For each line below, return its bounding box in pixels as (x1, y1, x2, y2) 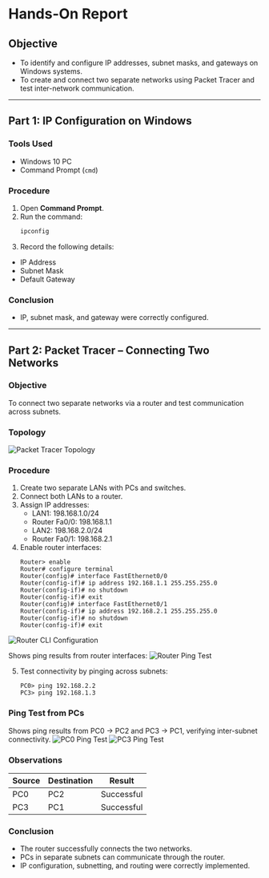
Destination (47, 775, 94, 787)
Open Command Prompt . (19, 203, 104, 212)
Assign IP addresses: (19, 500, 90, 510)
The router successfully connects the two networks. (19, 844, 193, 854)
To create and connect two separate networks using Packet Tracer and (19, 75, 255, 84)
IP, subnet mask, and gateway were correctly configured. (19, 313, 209, 322)
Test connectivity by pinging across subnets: (19, 666, 168, 676)
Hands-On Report (8, 5, 128, 23)
